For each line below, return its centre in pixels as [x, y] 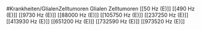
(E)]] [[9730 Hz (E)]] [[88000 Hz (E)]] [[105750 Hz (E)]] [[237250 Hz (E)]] [97, 15]
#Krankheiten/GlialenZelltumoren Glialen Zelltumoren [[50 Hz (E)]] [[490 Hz [100, 9]
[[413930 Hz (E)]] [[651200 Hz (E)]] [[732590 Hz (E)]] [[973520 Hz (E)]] [96, 21]
